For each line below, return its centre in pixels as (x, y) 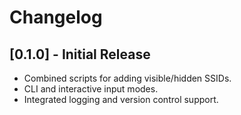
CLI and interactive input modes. (91, 89)
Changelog (56, 17)
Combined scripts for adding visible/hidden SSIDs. (127, 78)
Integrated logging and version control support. (121, 99)
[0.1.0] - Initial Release (80, 54)
